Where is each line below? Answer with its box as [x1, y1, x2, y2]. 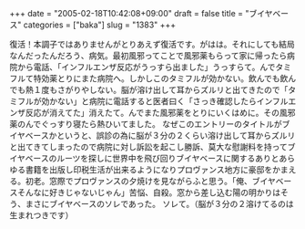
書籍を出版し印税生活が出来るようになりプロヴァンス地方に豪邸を [25, 164, 273, 175]
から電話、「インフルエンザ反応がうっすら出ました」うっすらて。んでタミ [16, 62, 292, 72]
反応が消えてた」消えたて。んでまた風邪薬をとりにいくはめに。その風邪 [25, 108, 296, 118]
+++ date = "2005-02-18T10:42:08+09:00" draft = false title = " [9, 8, 249, 18]
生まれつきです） [9, 210, 74, 221]
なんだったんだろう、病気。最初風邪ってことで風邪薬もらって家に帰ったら [9, 50, 288, 61]
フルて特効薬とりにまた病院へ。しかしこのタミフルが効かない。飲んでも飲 [9, 73, 289, 84]
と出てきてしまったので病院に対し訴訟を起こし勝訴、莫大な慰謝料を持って [9, 141, 289, 152]
